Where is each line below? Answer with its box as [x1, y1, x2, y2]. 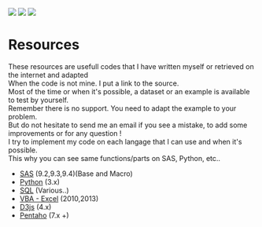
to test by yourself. [8, 95, 69, 104]
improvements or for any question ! [8, 128, 122, 137]
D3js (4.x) [19, 202, 52, 211]
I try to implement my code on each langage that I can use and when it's [8, 137, 242, 146]
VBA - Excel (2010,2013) [19, 193, 99, 203]
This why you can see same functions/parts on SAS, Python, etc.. [8, 153, 221, 163]
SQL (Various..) [19, 185, 69, 195]
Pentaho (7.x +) [19, 211, 69, 220]
